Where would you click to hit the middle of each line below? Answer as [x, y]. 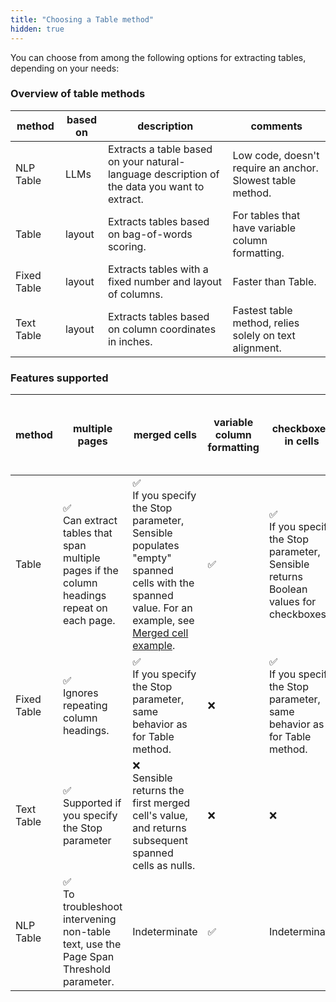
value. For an [162, 608]
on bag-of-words [150, 234]
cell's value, [160, 816]
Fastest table [262, 310]
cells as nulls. [164, 866]
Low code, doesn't [276, 155]
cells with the [163, 583]
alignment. [257, 348]
